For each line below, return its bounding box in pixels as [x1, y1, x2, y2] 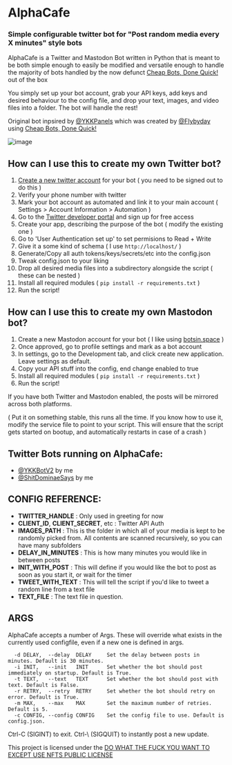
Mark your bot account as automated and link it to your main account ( [17, 198, 218, 206]
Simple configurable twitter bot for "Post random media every [8, 30, 220, 39]
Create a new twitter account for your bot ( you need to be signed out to [17, 176, 223, 184]
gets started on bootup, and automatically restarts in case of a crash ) [8, 428, 206, 436]
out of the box [8, 76, 48, 84]
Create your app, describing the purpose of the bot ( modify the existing [17, 220, 224, 228]
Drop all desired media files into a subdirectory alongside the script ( [17, 264, 213, 272]
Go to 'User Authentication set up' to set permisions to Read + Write [17, 235, 212, 243]
